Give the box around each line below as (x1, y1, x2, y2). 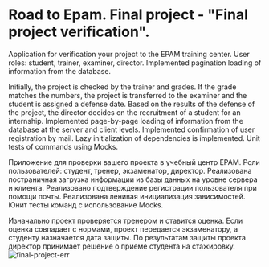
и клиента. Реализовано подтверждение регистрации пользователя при (8, 183, 257, 192)
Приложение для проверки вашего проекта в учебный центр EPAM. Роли (8, 157, 261, 166)
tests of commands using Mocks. (8, 142, 119, 151)
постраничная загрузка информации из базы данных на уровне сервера (8, 175, 259, 184)
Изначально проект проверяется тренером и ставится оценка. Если (8, 216, 243, 225)
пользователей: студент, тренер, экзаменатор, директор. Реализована (8, 166, 252, 175)
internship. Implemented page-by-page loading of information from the (8, 116, 243, 125)
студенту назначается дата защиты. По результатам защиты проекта (8, 232, 247, 242)
